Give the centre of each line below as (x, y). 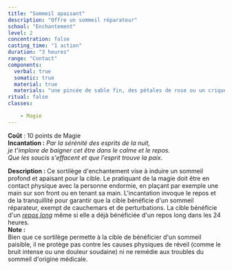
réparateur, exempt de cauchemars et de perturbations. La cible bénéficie (113, 207)
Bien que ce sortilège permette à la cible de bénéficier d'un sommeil (105, 237)
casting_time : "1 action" (45, 46)
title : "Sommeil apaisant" (46, 13)
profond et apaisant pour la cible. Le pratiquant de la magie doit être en (109, 178)
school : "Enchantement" (42, 26)
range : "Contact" (33, 59)
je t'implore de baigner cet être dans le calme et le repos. (89, 150)
